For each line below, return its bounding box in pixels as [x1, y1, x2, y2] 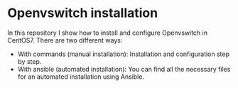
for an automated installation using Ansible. [17, 72, 144, 81]
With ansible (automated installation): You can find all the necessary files [17, 65, 231, 73]
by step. [17, 57, 42, 65]
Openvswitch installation [7, 5, 158, 21]
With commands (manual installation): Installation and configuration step [17, 50, 229, 58]
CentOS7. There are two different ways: [7, 35, 123, 44]
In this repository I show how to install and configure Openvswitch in [7, 28, 208, 37]
